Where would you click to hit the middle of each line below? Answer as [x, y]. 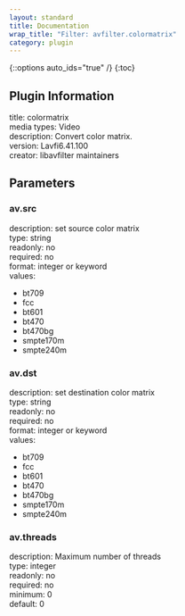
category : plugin [41, 42]
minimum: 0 [31, 595]
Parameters [42, 183]
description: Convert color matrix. [71, 137]
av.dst [23, 373]
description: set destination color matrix [82, 393]
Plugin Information [62, 96]
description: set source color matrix [74, 228]
